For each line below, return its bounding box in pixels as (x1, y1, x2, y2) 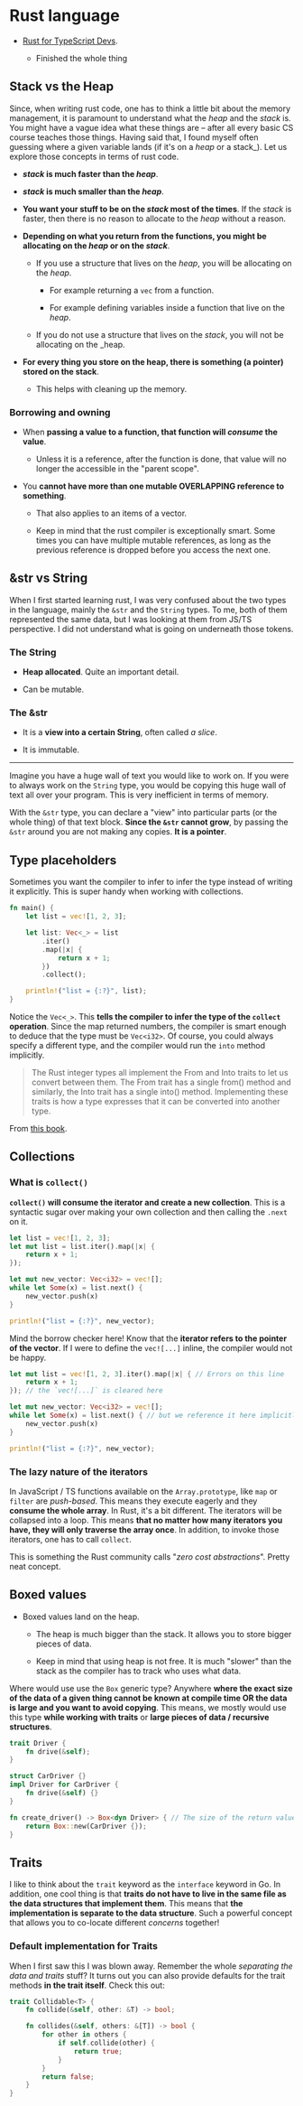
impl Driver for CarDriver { (9, 1780, 119, 1789)
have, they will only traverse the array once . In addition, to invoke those (9, 1524, 280, 1535)
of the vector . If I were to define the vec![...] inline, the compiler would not (9, 1342, 293, 1353)
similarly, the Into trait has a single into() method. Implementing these (31, 1086, 289, 1097)
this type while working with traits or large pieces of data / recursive (9, 1711, 270, 1722)
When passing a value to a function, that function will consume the (22, 426, 278, 438)
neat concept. (9, 1561, 61, 1571)
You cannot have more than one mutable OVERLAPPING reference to (22, 480, 285, 492)
